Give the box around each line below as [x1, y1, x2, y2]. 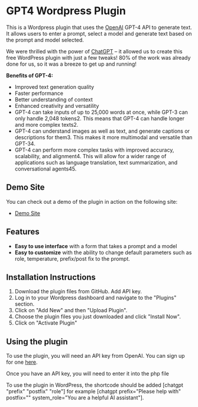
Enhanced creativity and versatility [14, 102, 99, 109]
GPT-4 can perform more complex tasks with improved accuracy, [14, 146, 174, 153]
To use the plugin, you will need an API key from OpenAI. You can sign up [6, 352, 185, 360]
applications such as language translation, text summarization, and [14, 159, 178, 166]
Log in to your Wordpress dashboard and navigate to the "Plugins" [14, 294, 177, 302]
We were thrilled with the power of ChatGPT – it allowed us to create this [6, 47, 183, 55]
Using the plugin [6, 337, 68, 347]
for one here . [6, 358, 38, 366]
